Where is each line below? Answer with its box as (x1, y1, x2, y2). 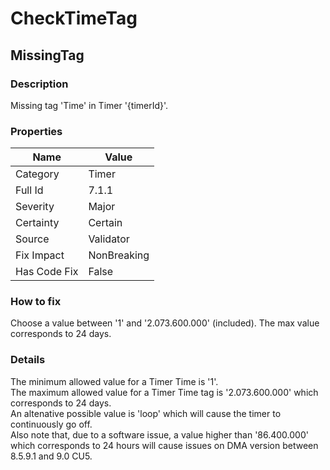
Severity (15, 200, 55, 214)
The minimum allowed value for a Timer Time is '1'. (10, 375, 219, 387)
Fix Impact (15, 248, 65, 262)
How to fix (10, 295, 62, 309)
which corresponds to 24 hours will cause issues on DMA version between (10, 439, 319, 451)
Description (10, 77, 69, 91)
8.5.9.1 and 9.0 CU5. (10, 450, 93, 462)
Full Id (15, 183, 44, 197)
